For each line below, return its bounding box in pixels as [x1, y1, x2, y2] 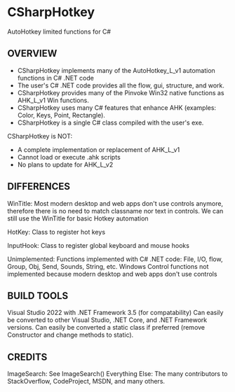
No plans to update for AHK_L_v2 [17, 160, 114, 169]
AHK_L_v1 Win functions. [17, 96, 89, 104]
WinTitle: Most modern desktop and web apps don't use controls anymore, [7, 199, 223, 207]
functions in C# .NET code [17, 73, 95, 82]
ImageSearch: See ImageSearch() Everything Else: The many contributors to [7, 370, 228, 378]
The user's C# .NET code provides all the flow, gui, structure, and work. [17, 81, 224, 90]
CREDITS [7, 351, 48, 363]
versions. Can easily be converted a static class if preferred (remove [7, 323, 206, 332]
